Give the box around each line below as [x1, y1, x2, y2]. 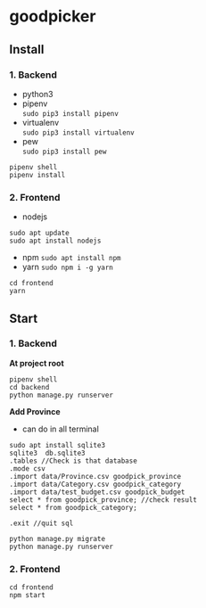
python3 [21, 88, 54, 99]
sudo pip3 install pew [21, 147, 107, 156]
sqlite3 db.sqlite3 [9, 448, 87, 457]
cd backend [9, 382, 50, 391]
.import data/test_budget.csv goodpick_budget [9, 488, 185, 497]
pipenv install [9, 170, 66, 179]
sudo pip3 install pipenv [21, 109, 119, 118]
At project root [9, 357, 64, 368]
